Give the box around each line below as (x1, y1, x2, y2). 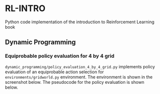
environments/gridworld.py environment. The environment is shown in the (5, 74, 153, 80)
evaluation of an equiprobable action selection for (5, 69, 104, 75)
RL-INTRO (5, 3, 46, 14)
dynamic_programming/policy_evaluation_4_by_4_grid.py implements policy (5, 63, 155, 69)
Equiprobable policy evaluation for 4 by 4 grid (5, 53, 115, 60)
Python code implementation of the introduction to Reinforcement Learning (5, 19, 155, 25)
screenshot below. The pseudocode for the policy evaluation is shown (5, 79, 145, 85)
